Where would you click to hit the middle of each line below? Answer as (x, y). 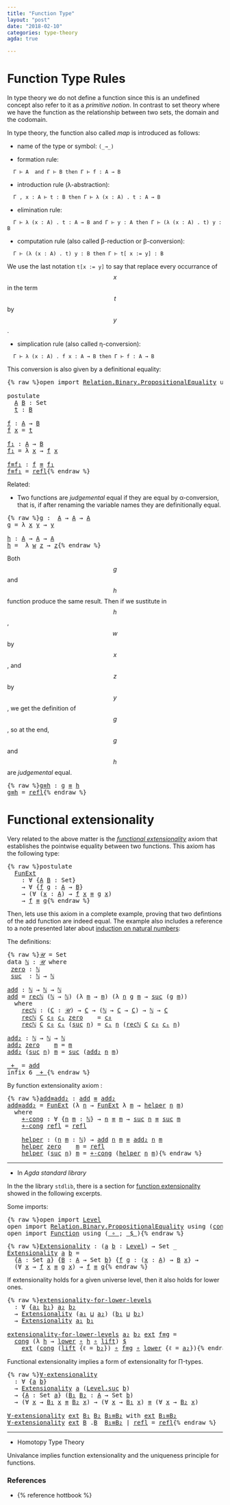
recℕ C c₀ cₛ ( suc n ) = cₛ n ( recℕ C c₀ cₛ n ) (101, 1024)
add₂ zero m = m (40, 1045)
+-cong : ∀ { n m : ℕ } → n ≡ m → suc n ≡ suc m (101, 1119)
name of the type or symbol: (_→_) (65, 146)
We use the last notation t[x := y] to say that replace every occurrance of (112, 266)
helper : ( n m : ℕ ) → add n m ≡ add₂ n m (92, 1140)
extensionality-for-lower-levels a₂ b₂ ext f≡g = (92, 1334)
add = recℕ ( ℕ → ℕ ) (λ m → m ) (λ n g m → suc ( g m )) (98, 996)
